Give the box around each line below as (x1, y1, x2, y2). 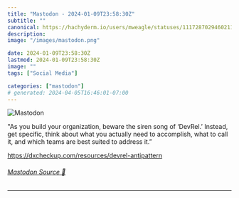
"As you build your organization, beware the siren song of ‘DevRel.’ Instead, (7, 123, 228, 131)
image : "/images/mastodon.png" (7, 37, 100, 44)
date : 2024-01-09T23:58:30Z (7, 50, 91, 57)
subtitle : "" (7, 17, 46, 24)
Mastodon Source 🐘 (7, 167, 66, 176)
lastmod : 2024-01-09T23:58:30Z (7, 56, 100, 64)
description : (7, 30, 46, 38)
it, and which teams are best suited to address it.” (7, 137, 153, 146)
